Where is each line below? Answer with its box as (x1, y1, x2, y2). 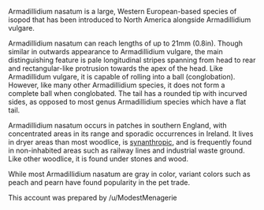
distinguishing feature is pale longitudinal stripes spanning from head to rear (8, 55, 256, 64)
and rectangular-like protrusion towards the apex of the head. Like (8, 64, 223, 73)
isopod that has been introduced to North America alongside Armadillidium (8, 15, 251, 24)
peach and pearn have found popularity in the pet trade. (8, 178, 191, 187)
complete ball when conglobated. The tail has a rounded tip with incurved (8, 89, 247, 98)
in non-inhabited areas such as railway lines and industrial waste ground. (8, 146, 246, 155)
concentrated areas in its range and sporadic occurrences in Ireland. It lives (8, 129, 254, 138)
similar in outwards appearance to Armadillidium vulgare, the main (8, 47, 223, 56)
